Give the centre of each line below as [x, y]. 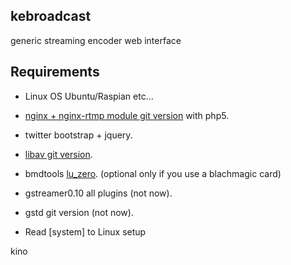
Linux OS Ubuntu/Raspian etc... [89, 96]
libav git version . [58, 154]
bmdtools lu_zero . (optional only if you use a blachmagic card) [153, 173]
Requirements [55, 72]
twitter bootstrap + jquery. [78, 135]
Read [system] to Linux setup [85, 231]
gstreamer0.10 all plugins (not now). [98, 193]
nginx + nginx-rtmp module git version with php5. [127, 115]
